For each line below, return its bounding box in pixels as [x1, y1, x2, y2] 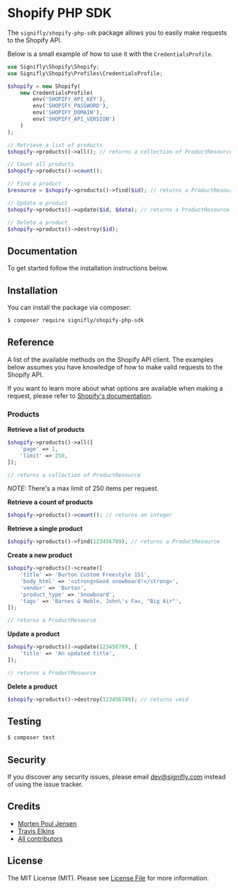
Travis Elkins [17, 827, 55, 835]
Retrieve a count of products [7, 498, 93, 507]
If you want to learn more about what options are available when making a [7, 384, 223, 392]
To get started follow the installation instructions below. [7, 264, 169, 273]
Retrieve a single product [7, 524, 83, 533]
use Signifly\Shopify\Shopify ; [7, 63, 100, 70]
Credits [7, 801, 41, 813]
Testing [7, 715, 42, 727]
